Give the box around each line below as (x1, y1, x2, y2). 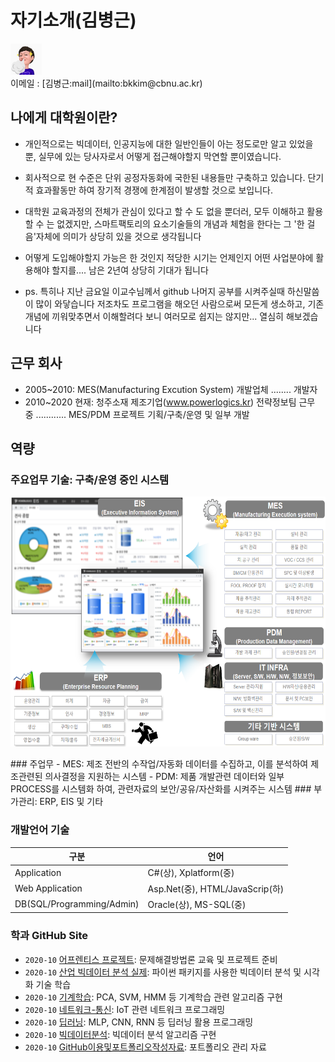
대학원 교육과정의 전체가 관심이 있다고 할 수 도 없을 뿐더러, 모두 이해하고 (24, 205, 305, 217)
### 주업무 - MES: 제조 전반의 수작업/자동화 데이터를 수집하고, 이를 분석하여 (10, 758, 309, 770)
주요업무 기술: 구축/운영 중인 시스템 (10, 472, 170, 486)
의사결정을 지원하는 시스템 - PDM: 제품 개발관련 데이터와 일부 (44, 771, 285, 783)
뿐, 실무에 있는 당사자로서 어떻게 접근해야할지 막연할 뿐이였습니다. (24, 150, 282, 162)
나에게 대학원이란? (10, 109, 118, 126)
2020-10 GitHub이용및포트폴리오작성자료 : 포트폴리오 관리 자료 (24, 1041, 267, 1053)
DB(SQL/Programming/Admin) (14, 898, 140, 910)
